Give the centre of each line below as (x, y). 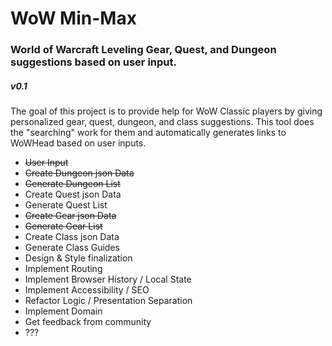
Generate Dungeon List (72, 184)
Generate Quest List (66, 205)
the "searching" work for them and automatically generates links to (148, 133)
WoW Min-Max (73, 18)
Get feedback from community (88, 322)
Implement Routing (63, 269)
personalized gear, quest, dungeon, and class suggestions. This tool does (162, 122)
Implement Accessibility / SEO (87, 290)
